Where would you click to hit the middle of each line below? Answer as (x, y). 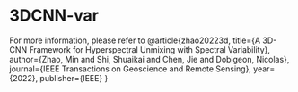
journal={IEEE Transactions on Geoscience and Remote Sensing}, (130, 69)
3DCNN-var (54, 16)
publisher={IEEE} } (74, 78)
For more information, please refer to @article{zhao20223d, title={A (135, 40)
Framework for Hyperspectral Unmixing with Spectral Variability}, (150, 49)
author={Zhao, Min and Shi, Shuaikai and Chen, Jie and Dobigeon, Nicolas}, (149, 59)
